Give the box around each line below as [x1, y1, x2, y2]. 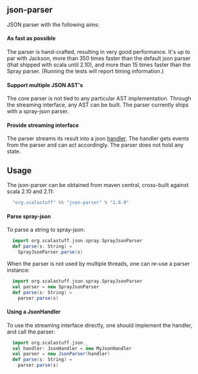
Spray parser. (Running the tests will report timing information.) [7, 68, 164, 75]
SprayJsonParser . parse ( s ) [18, 249, 84, 255]
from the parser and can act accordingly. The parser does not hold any [7, 142, 184, 149]
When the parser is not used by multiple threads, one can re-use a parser [7, 260, 190, 267]
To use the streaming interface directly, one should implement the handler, [7, 321, 193, 329]
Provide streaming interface [7, 121, 79, 129]
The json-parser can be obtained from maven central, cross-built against [7, 182, 189, 189]
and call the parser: [7, 328, 56, 335]
